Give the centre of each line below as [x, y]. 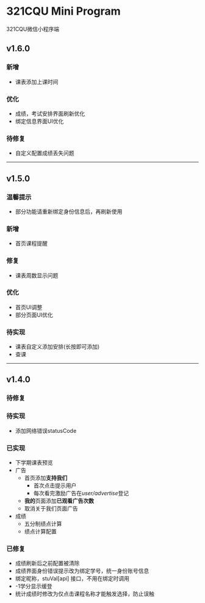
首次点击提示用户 [55, 485]
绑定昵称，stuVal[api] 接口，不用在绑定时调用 [72, 579]
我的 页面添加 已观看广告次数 [59, 501]
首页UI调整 [29, 307]
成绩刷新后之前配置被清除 [47, 563]
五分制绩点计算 [43, 524]
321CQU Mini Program [63, 11]
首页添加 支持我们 [46, 478]
